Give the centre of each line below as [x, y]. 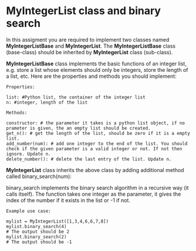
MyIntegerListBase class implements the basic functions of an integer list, [96, 64]
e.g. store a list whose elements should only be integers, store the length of [97, 70]
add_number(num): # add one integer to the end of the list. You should [97, 143]
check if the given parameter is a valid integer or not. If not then [94, 148]
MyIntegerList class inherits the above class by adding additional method [95, 170]
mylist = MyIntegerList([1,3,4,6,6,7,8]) [58, 221]
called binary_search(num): [39, 176]
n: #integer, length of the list [47, 102]
